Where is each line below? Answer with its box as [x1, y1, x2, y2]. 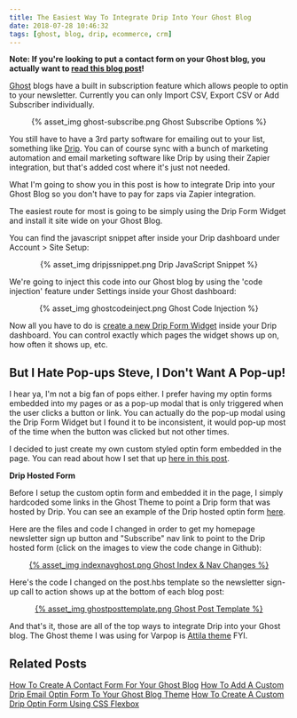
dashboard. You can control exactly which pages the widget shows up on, [9, 330, 279, 340]
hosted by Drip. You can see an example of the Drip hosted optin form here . [9, 507, 286, 517]
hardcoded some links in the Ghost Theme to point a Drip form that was [9, 497, 270, 507]
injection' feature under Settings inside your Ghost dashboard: [9, 286, 237, 297]
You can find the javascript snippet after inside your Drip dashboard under [9, 233, 280, 243]
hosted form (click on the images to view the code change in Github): [9, 543, 262, 554]
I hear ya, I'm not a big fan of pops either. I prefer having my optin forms [9, 388, 272, 400]
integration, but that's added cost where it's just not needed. [9, 162, 231, 173]
